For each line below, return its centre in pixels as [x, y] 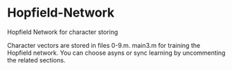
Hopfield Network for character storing [63, 32]
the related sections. [36, 60]
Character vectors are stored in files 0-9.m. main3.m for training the [104, 45]
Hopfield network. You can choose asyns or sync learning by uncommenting [116, 53]
